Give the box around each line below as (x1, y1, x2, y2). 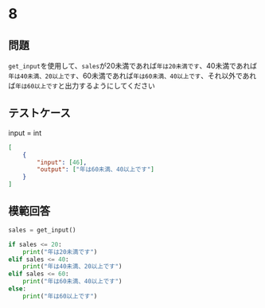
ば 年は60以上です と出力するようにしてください (8, 81, 155, 90)
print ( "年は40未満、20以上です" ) (22, 263, 123, 271)
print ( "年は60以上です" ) (22, 292, 98, 300)
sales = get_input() (8, 226, 77, 234)
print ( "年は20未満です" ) (22, 248, 98, 255)
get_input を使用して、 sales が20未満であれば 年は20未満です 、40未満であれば (8, 61, 257, 70)
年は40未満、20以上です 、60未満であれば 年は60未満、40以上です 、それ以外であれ (8, 71, 257, 80)
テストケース (8, 107, 71, 120)
